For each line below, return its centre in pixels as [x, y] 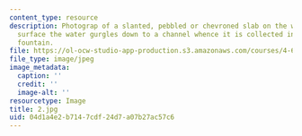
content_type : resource [54, 17]
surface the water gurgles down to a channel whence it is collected [150, 34]
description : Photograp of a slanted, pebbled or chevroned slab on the [148, 26]
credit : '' [38, 84]
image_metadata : [40, 68]
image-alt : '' [44, 92]
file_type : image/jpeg [52, 59]
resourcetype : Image [48, 101]
